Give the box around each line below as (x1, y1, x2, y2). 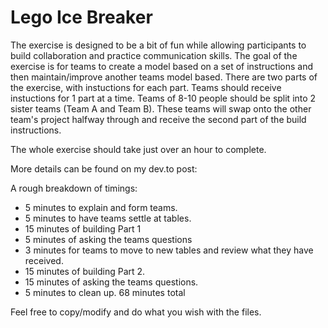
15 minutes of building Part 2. (24, 265, 146, 277)
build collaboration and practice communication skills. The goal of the (10, 49, 298, 61)
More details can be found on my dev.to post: (10, 162, 198, 175)
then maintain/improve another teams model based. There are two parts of (10, 71, 318, 83)
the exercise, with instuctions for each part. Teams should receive (10, 81, 282, 93)
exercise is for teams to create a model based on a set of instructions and (10, 60, 314, 72)
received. (24, 254, 64, 266)
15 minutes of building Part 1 (24, 222, 142, 235)
